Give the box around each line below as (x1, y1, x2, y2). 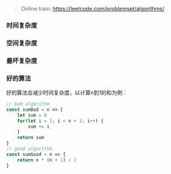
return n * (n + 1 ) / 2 (17, 157, 77, 163)
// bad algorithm (6, 101, 50, 107)
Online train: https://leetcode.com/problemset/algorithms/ (20, 5, 164, 12)
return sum (17, 135, 45, 141)
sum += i (28, 123, 50, 129)
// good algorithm (6, 146, 52, 152)
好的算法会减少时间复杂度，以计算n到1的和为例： (6, 89, 128, 96)
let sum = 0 (17, 112, 47, 118)
